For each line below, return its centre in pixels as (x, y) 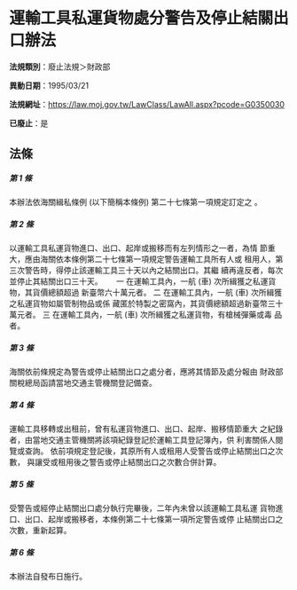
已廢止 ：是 (29, 123)
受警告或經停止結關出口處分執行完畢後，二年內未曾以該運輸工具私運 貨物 (142, 508)
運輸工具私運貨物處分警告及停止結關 (141, 18)
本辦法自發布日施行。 (46, 577)
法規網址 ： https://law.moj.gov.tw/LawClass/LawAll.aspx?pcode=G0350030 (147, 104)
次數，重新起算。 (39, 531)
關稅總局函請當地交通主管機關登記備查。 (81, 383)
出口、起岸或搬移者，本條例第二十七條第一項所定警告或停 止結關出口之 (154, 519)
